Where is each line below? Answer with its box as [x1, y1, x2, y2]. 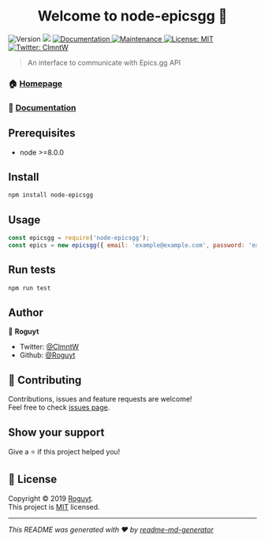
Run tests [8, 264, 56, 277]
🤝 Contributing [8, 373, 82, 387]
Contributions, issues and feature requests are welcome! [8, 394, 192, 404]
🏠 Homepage [8, 78, 63, 89]
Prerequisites [8, 126, 76, 140]
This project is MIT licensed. [8, 502, 100, 511]
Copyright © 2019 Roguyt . [8, 493, 94, 503]
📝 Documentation [8, 102, 77, 113]
